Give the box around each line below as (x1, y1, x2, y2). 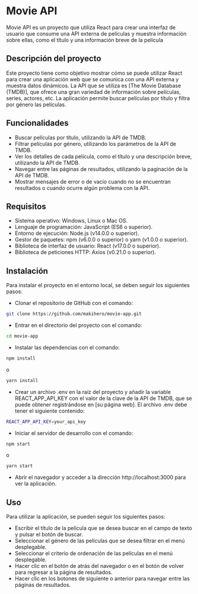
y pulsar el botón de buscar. (14, 531, 84, 538)
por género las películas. (6, 101, 66, 108)
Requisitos (6, 201, 46, 211)
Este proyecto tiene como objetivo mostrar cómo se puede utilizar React (6, 69, 183, 77)
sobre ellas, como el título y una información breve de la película (6, 36, 164, 43)
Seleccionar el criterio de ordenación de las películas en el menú (14, 550, 173, 557)
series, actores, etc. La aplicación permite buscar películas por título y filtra (6, 94, 190, 101)
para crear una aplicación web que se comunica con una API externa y (6, 75, 179, 82)
